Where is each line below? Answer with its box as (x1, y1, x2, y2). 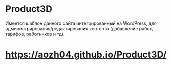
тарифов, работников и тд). (5, 31, 65, 37)
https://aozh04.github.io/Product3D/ (5, 49, 167, 60)
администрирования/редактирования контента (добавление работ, (5, 25, 154, 31)
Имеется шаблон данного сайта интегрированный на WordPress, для (5, 20, 157, 26)
